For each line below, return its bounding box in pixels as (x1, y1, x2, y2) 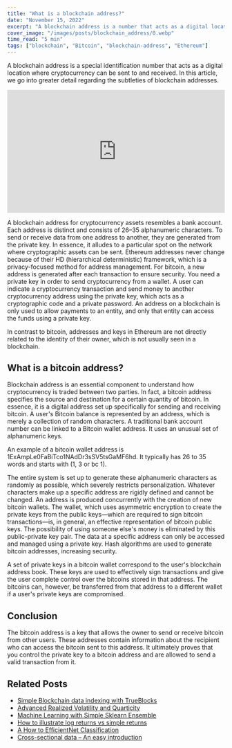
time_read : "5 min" (7, 36, 64, 43)
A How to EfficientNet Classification (17, 725, 119, 734)
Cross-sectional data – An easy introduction (17, 733, 143, 741)
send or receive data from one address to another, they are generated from (7, 233, 221, 241)
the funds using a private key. (7, 314, 92, 322)
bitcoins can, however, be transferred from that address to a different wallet (7, 582, 222, 591)
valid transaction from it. (7, 658, 77, 666)
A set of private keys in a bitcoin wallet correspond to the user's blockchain (7, 560, 222, 569)
